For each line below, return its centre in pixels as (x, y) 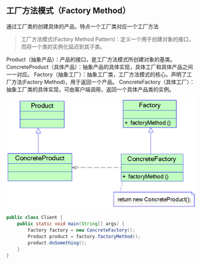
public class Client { (34, 218)
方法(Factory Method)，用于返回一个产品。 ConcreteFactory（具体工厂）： (103, 82)
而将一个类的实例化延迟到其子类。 (63, 46)
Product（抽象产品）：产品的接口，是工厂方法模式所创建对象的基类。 (91, 59)
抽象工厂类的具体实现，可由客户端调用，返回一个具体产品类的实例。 (90, 89)
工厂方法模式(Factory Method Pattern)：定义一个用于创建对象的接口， (107, 39)
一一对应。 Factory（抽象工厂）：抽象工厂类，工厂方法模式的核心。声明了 (97, 74)
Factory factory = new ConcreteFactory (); (82, 230)
